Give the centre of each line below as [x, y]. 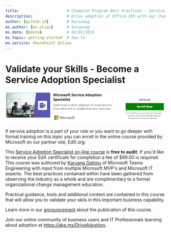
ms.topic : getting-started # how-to [45, 38]
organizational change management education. [55, 184]
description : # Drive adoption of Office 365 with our [81, 16]
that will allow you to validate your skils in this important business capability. [85, 200]
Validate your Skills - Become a [72, 69]
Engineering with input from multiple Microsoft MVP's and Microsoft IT [79, 168]
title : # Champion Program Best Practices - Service [85, 11]
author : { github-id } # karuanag [48, 21]
